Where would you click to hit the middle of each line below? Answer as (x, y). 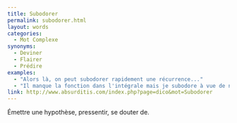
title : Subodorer (33, 14)
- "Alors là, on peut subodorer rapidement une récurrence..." (108, 79)
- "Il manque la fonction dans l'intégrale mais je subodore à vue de (120, 86)
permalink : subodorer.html (47, 20)
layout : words (28, 27)
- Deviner (28, 53)
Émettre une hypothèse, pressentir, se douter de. (78, 112)
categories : (25, 33)
